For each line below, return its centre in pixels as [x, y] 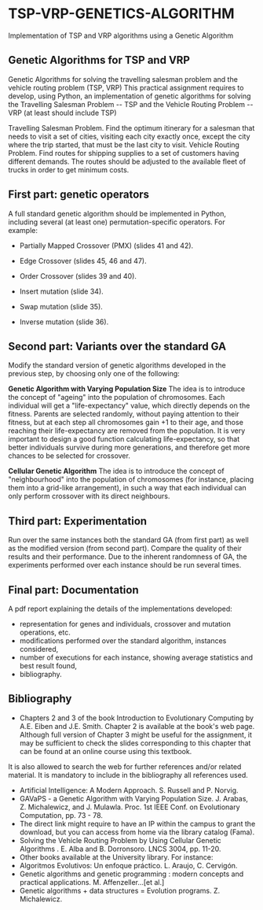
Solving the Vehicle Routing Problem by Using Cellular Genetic [120, 840]
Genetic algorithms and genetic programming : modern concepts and [131, 874]
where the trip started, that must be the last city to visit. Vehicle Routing [124, 144]
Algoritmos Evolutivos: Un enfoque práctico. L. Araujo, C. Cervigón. [128, 865]
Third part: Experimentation [78, 521]
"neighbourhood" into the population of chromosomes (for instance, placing [131, 479]
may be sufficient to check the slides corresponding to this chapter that [135, 743]
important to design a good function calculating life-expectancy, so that [124, 439]
